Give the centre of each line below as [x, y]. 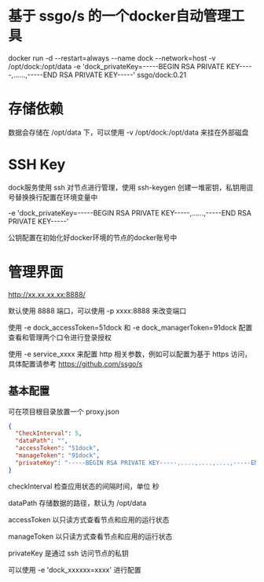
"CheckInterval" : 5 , [49, 433]
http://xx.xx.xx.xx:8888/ [47, 294]
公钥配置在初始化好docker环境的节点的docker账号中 [93, 238]
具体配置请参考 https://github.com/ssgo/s [75, 363]
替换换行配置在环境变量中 [56, 197]
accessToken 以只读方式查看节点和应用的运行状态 [89, 519]
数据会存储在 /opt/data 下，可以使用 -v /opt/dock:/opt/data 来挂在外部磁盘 [128, 132]
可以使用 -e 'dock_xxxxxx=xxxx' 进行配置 [75, 569]
